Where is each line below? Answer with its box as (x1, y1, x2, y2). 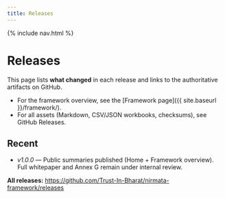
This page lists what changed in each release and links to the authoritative (7, 75, 218, 84)
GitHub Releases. (16, 118, 67, 126)
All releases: (7, 176, 44, 185)
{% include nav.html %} (7, 29, 74, 37)
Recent (7, 138, 38, 149)
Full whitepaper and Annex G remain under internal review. (16, 163, 183, 171)
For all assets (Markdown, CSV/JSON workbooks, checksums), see (16, 110, 207, 119)
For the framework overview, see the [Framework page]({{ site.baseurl (16, 96, 217, 104)
